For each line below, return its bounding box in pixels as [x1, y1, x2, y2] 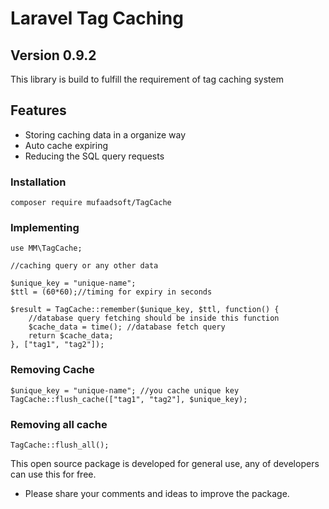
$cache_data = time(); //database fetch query [28, 322, 226, 332]
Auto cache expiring [24, 139, 108, 151]
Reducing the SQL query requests [24, 150, 165, 162]
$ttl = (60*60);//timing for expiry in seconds [10, 287, 213, 297]
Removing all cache [10, 417, 108, 431]
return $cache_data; [28, 331, 114, 341]
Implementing [10, 221, 80, 235]
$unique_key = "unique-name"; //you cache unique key [10, 385, 240, 396]
